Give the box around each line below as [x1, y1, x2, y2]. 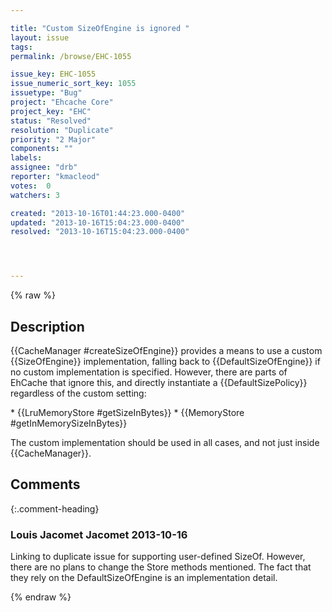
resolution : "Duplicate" [10, 125, 114, 135]
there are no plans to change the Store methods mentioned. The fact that [10, 561, 312, 573]
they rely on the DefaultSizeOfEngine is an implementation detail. [10, 572, 278, 584]
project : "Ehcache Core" [10, 97, 114, 107]
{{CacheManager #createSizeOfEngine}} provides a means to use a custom [10, 344, 323, 356]
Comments [10, 476, 81, 493]
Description [10, 318, 85, 335]
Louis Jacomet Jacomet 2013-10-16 [10, 527, 188, 541]
